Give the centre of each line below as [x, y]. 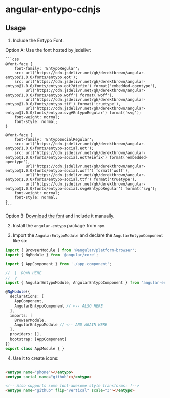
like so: [20, 241]
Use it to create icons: [35, 358]
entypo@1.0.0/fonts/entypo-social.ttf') [49, 179]
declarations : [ [27, 297]
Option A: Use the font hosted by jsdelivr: [48, 50]
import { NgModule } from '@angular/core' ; [52, 255]
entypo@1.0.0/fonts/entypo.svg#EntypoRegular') [56, 113]
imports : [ [21, 315]
